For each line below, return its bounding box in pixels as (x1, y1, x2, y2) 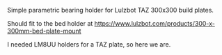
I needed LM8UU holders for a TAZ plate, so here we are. (7, 40, 171, 48)
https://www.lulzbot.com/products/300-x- (94, 19, 216, 27)
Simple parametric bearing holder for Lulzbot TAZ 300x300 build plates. (7, 6, 214, 14)
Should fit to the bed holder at (7, 19, 93, 27)
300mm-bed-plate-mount (7, 27, 81, 35)
